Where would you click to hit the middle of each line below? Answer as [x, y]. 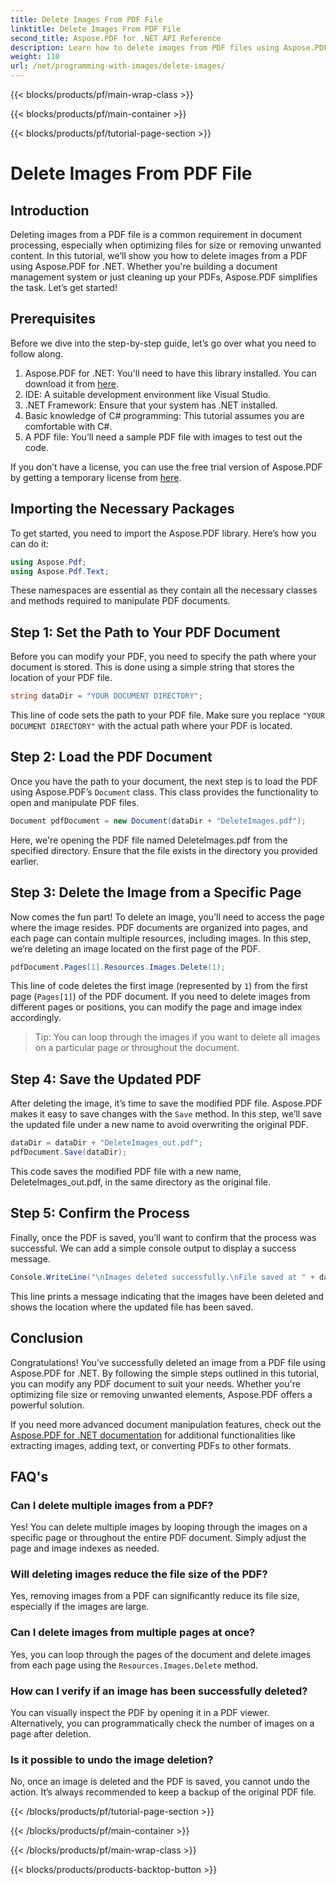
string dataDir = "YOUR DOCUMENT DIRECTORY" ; [106, 696]
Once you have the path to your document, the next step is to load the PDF [164, 781]
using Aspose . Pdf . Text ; [60, 571]
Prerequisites [53, 319]
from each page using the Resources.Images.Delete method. [134, 1665]
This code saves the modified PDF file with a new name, [126, 1171]
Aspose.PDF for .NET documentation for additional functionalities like [153, 1435]
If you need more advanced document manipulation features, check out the [166, 1424]
